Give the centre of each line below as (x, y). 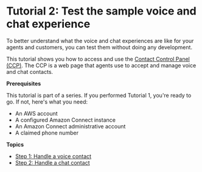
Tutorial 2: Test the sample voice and (101, 11)
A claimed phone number (47, 133)
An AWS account (36, 113)
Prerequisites (24, 84)
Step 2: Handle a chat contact (52, 162)
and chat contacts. (30, 71)
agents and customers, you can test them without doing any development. (99, 47)
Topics (15, 144)
